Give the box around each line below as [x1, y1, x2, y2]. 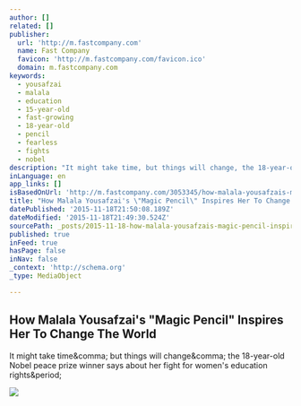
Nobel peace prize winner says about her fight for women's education [9, 359, 268, 370]
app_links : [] [9, 180, 63, 189]
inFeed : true [9, 238, 58, 247]
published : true [9, 229, 70, 238]
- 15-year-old [17, 105, 70, 114]
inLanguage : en [9, 171, 66, 180]
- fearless [17, 138, 58, 147]
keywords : [9, 72, 47, 81]
